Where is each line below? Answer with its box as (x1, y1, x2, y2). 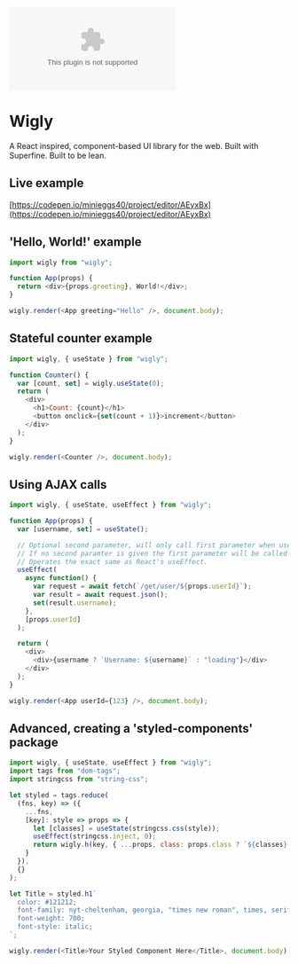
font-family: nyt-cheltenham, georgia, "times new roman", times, (17, 905, 268, 915)
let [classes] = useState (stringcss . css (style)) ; (32, 824, 220, 833)
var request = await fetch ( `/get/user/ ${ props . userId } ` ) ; (32, 582, 252, 592)
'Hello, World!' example (9, 234, 142, 250)
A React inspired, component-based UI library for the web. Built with (9, 140, 259, 151)
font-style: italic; (17, 922, 93, 931)
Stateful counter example (9, 331, 153, 346)
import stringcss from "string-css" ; (9, 775, 149, 784)
